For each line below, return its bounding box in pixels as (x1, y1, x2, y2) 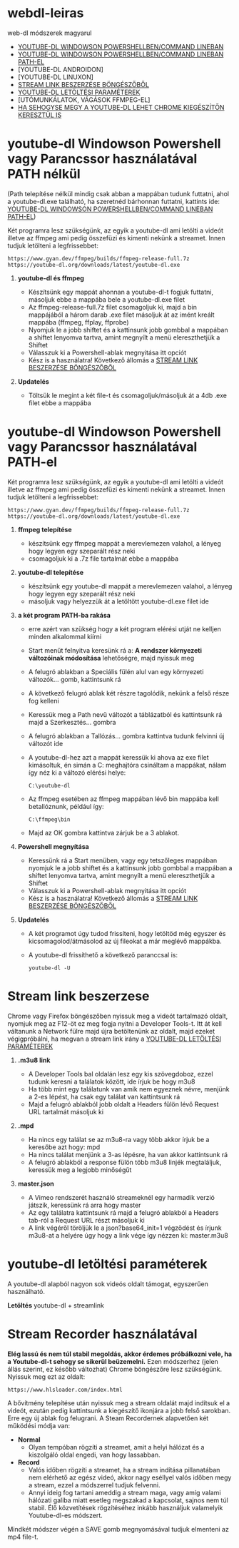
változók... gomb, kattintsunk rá (28, 675, 121, 683)
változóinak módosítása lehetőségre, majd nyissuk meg (28, 653, 195, 662)
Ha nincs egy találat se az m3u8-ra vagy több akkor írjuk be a (28, 1135, 210, 1144)
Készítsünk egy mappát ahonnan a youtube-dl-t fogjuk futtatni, (28, 287, 214, 296)
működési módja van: (7, 1421, 71, 1430)
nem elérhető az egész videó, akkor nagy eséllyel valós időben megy (28, 1473, 232, 1482)
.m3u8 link (17, 1056, 51, 1064)
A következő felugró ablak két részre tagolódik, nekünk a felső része (28, 688, 230, 697)
